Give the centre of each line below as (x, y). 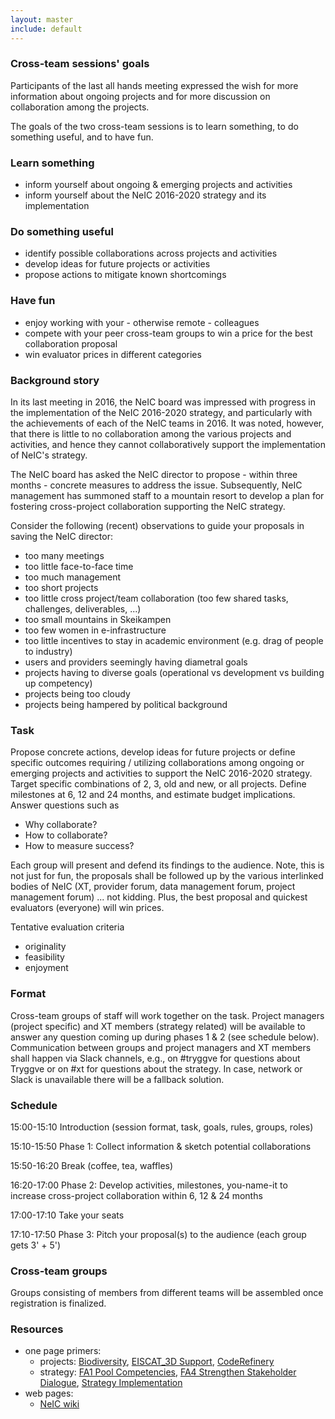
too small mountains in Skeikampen (98, 619)
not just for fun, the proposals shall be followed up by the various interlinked (167, 876)
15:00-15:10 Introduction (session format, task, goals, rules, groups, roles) (162, 1127)
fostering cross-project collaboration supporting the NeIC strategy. (148, 506)
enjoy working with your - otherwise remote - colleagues (142, 322)
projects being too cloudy (77, 693)
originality (45, 947)
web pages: (49, 1393)
